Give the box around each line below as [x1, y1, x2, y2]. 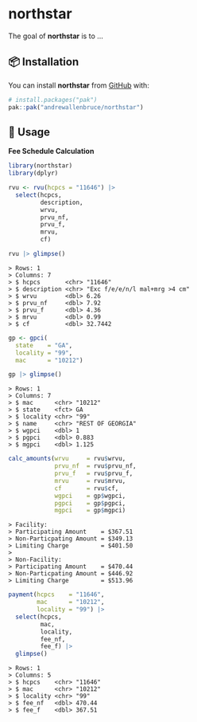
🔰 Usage [8, 125, 50, 139]
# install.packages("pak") [8, 96, 98, 104]
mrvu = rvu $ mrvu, [54, 477, 126, 485]
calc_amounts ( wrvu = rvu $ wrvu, [8, 455, 126, 463]
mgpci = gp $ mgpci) [54, 507, 126, 515]
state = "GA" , [15, 341, 73, 349]
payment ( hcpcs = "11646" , [8, 591, 105, 598]
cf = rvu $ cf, [54, 484, 119, 492]
